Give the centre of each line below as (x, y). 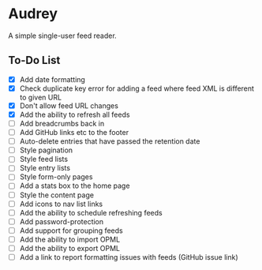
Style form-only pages (56, 177)
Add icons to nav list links (61, 204)
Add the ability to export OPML (70, 248)
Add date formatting (52, 79)
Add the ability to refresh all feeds (75, 114)
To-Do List (34, 60)
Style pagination (46, 150)
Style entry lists (45, 168)
